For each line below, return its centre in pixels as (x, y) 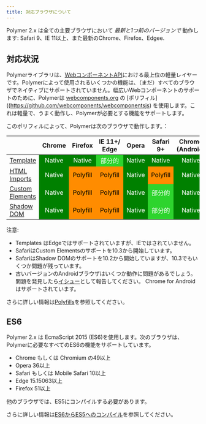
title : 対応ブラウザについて (39, 12)
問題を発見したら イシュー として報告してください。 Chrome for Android (105, 281)
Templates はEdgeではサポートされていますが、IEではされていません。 (105, 243)
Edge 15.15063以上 (39, 381)
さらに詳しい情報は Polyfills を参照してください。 (67, 302)
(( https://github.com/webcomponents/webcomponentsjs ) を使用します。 (98, 105)
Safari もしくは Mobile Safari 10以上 (60, 373)
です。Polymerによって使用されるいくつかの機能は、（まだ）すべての (93, 83)
